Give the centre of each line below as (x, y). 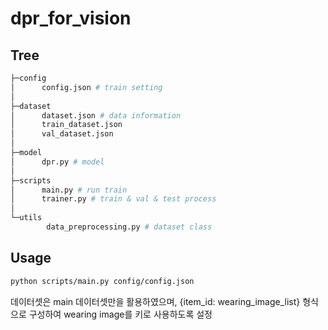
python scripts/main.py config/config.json (102, 281)
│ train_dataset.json (66, 125)
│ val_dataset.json (62, 134)
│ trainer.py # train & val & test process (113, 199)
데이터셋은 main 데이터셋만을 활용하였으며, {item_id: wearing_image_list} (155, 301)
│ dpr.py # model (57, 162)
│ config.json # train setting (86, 87)
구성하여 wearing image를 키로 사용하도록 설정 (120, 314)
